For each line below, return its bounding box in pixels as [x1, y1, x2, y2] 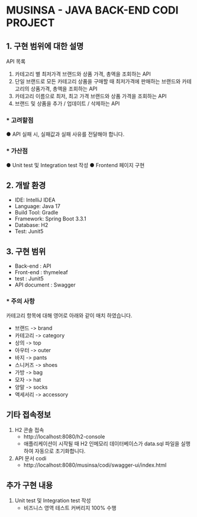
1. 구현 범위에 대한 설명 [6, 41, 84, 51]
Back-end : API [14, 262, 51, 269]
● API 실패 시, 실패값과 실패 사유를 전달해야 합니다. [6, 131, 125, 138]
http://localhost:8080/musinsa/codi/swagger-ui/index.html [23, 461, 167, 469]
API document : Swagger [14, 281, 76, 288]
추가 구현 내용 [6, 480, 53, 490]
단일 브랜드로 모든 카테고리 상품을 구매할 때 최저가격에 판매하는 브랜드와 [14, 78, 181, 84]
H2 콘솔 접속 [14, 427, 44, 434]
